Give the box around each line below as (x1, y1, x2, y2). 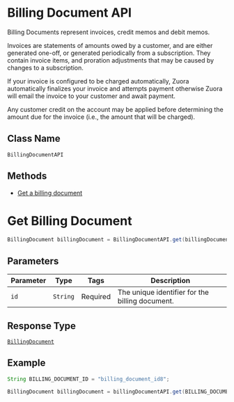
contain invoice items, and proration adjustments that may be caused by (7, 56, 214, 64)
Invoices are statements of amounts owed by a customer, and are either (7, 41, 213, 49)
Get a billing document (17, 188, 83, 197)
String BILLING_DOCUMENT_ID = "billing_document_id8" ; (7, 376, 170, 383)
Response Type (7, 320, 77, 332)
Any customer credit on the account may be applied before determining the (7, 105, 224, 113)
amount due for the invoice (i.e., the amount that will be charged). (7, 113, 196, 121)
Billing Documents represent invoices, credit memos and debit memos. (7, 28, 210, 36)
